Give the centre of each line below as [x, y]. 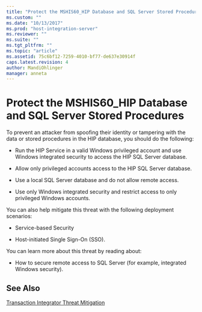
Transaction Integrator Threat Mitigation [56, 302]
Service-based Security [44, 228]
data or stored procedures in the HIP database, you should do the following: [100, 139]
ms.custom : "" [24, 17]
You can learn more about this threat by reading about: [74, 251]
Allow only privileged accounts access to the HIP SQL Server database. [103, 168]
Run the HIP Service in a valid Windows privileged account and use [98, 150]
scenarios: [19, 216]
